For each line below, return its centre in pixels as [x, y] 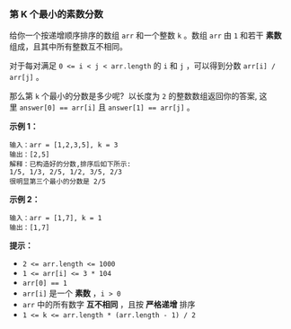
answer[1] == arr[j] [146, 108]
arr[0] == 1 [44, 284]
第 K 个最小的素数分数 [56, 13]
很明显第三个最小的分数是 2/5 [57, 182]
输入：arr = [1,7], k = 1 [56, 218]
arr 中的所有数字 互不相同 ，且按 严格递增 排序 [109, 305]
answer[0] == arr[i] [57, 108]
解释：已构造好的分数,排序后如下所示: [71, 164]
